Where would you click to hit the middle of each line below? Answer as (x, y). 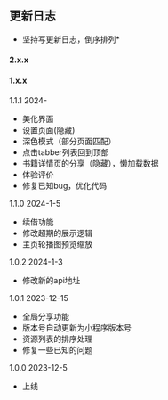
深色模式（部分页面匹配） (69, 141)
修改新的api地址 (51, 280)
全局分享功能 (45, 316)
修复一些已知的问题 (57, 349)
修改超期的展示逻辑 (57, 233)
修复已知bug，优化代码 (64, 185)
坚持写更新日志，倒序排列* (71, 39)
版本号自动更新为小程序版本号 (76, 327)
